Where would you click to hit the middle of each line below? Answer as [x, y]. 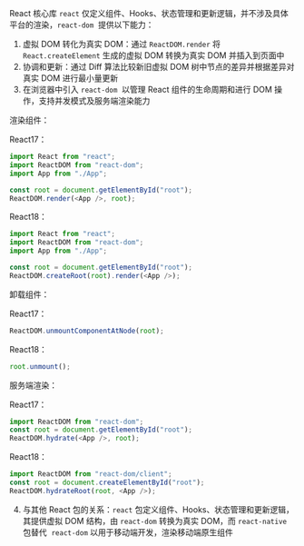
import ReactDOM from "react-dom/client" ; [91, 474]
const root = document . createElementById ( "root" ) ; [107, 482]
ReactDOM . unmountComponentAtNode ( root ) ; [87, 331]
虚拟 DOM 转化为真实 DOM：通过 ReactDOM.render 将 [121, 44]
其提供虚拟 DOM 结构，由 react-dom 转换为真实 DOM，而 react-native [155, 521]
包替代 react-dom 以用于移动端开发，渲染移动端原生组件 [128, 532]
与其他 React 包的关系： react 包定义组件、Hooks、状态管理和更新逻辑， [158, 509]
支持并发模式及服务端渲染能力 [94, 101]
